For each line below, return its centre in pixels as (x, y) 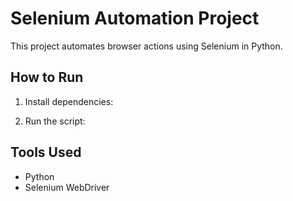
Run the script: (55, 121)
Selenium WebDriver (67, 187)
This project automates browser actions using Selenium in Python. (146, 46)
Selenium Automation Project (135, 18)
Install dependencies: (69, 101)
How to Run (47, 77)
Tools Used (46, 152)
